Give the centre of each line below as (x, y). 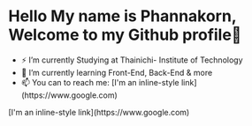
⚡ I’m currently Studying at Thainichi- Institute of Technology (132, 60)
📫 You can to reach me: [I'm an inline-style (100, 82)
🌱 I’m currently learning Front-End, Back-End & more (117, 72)
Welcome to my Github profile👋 (125, 35)
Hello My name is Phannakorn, (122, 16)
